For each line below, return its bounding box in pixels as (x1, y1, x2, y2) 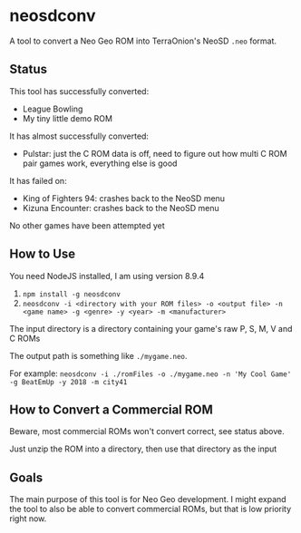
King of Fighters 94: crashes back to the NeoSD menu (22, 192, 225, 204)
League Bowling (22, 103, 83, 114)
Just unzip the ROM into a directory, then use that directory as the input (9, 443, 277, 454)
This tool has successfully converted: (9, 85, 150, 96)
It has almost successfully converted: (9, 131, 150, 141)
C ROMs (9, 333, 41, 344)
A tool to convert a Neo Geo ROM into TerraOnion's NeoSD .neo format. (9, 35, 277, 46)
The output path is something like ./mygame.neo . (9, 350, 188, 361)
